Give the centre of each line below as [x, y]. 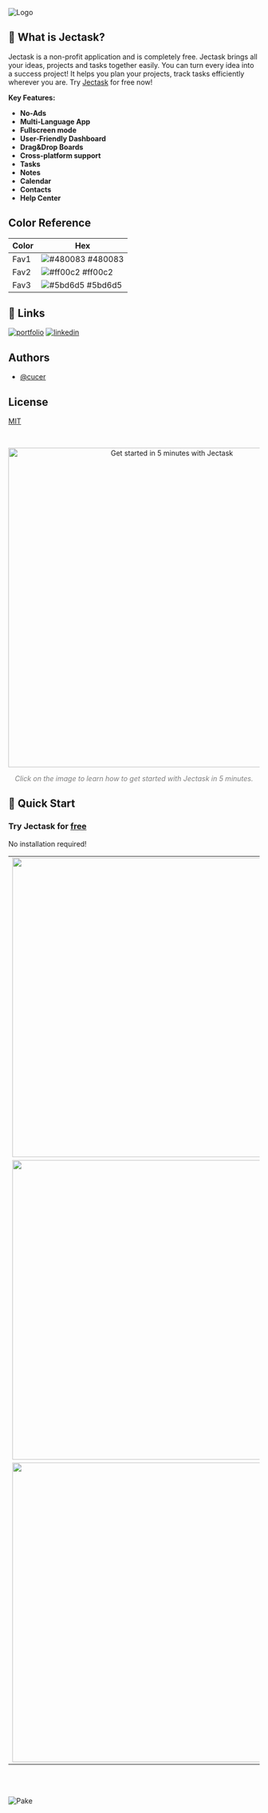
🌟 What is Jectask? [57, 37]
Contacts [35, 189]
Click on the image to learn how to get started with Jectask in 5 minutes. [134, 779]
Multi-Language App [55, 121]
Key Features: [32, 97]
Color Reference [50, 223]
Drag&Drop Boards [51, 147]
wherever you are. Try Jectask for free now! [81, 82]
